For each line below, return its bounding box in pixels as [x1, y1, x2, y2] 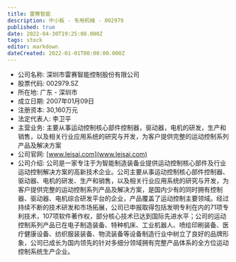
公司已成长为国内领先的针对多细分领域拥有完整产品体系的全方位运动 [30, 238, 229, 246]
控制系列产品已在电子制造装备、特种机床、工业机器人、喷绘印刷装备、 [17, 220, 223, 229]
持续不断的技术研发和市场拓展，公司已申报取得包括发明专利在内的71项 [17, 203, 223, 211]
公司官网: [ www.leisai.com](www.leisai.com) [17, 149, 147, 158]
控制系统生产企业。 [17, 247, 74, 256]
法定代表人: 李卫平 [17, 114, 72, 123]
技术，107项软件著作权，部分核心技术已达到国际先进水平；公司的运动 [23, 212, 227, 220]
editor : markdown [7, 43, 59, 50]
